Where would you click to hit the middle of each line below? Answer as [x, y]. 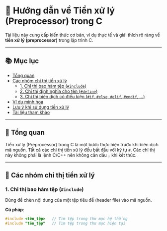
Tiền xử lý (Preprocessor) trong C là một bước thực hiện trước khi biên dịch [82, 144]
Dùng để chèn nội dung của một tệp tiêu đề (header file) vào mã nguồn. [79, 200]
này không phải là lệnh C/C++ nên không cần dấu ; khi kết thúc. [71, 155]
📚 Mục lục [22, 61]
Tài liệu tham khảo [31, 112]
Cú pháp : [15, 210]
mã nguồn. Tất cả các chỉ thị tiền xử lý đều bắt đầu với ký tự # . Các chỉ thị [80, 150]
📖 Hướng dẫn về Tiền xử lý [60, 11]
